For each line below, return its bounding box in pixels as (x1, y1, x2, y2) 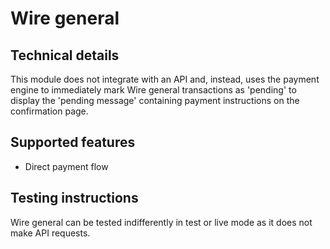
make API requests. (10, 227, 91, 239)
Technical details (10, 47, 120, 64)
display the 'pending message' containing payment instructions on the (10, 95, 300, 106)
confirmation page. (10, 105, 89, 117)
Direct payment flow (24, 160, 109, 172)
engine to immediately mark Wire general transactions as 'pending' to (10, 84, 297, 96)
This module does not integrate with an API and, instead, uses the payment (10, 73, 320, 85)
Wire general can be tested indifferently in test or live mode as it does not (10, 216, 313, 228)
